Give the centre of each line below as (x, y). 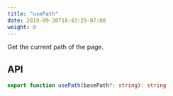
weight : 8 (22, 27)
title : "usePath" (33, 14)
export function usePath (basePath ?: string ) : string (87, 85)
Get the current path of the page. (56, 47)
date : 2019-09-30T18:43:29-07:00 (57, 20)
